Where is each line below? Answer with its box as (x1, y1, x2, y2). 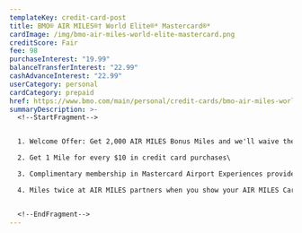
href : (9, 96, 30, 106)
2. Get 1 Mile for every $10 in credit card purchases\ (17, 153, 231, 162)
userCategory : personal (9, 80, 99, 89)
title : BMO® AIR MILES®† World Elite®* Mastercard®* (9, 22, 211, 30)
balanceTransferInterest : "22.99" (9, 64, 139, 73)
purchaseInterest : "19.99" (9, 55, 111, 64)
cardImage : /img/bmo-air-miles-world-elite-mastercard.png (9, 30, 235, 39)
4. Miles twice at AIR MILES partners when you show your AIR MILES (17, 186, 280, 194)
